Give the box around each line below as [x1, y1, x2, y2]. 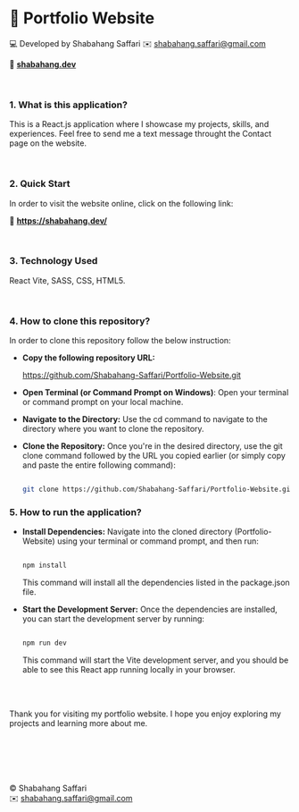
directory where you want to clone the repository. [21, 424, 204, 435]
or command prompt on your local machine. [21, 397, 184, 408]
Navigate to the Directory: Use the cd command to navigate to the [21, 414, 268, 425]
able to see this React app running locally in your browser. [21, 664, 237, 675]
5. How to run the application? [9, 505, 142, 518]
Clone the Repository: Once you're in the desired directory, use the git [21, 441, 283, 452]
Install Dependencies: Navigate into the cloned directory [21, 527, 233, 537]
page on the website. [9, 138, 87, 148]
